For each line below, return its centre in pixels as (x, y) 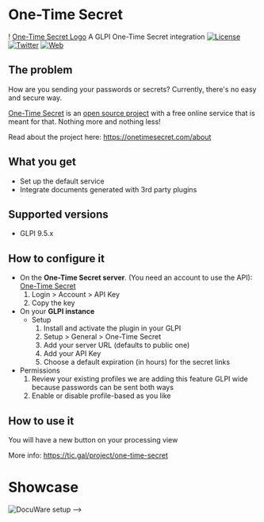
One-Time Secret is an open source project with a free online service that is (132, 113)
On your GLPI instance (57, 311)
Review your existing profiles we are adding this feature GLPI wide (140, 379)
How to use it (41, 421)
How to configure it (57, 259)
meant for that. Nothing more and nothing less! (84, 122)
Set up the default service (62, 181)
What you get (42, 162)
